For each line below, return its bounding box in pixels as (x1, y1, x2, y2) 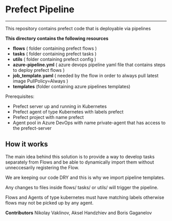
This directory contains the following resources (5, 35, 109, 42)
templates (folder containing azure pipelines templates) (12, 83, 131, 89)
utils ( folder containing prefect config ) (12, 56, 96, 62)
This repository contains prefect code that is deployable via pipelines (5, 25, 151, 31)
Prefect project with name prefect (12, 114, 84, 120)
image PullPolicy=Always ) (12, 78, 69, 84)
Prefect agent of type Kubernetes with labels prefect (12, 109, 124, 115)
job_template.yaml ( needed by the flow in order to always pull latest (12, 72, 159, 78)
